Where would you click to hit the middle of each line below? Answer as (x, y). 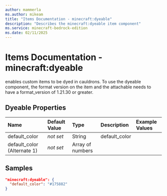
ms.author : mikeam (24, 14)
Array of (82, 144)
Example (147, 122)
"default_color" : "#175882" (39, 184)
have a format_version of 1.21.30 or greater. (49, 92)
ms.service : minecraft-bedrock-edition (46, 28)
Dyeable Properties (36, 108)
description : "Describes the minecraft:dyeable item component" (73, 24)
